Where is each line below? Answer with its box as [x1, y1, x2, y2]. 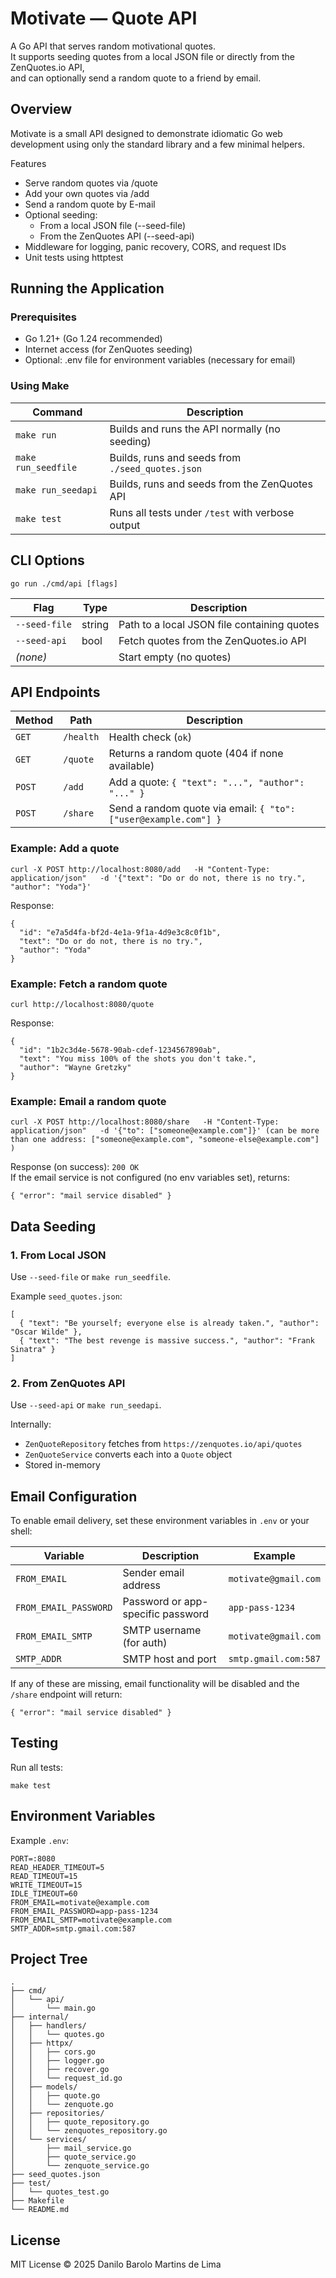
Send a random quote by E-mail [24, 198, 156, 210]
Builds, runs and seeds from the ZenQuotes [109, 477, 313, 491]
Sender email [122, 1566, 185, 1580]
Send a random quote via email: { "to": [108, 802, 296, 816]
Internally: [10, 1418, 52, 1431]
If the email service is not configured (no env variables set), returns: [10, 1172, 290, 1184]
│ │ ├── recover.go [10, 2065, 110, 2075]
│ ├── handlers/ [10, 2021, 87, 2031]
